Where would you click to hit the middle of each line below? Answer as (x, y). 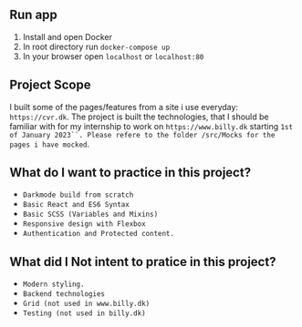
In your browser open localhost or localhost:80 (113, 56)
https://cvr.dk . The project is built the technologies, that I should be (139, 117)
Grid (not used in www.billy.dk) (86, 304)
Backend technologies (63, 294)
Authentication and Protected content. (99, 234)
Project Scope (50, 85)
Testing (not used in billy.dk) (84, 313)
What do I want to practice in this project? (130, 173)
